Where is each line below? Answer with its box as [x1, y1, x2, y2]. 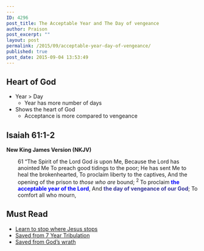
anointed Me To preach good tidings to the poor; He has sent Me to [18, 164, 187, 172]
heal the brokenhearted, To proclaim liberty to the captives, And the [18, 171, 188, 179]
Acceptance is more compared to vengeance [24, 112, 138, 119]
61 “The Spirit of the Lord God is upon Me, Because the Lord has [18, 158, 180, 165]
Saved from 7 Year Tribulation [15, 232, 90, 239]
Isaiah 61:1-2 [6, 130, 55, 140]
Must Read [6, 209, 48, 219]
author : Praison [6, 26, 47, 32]
